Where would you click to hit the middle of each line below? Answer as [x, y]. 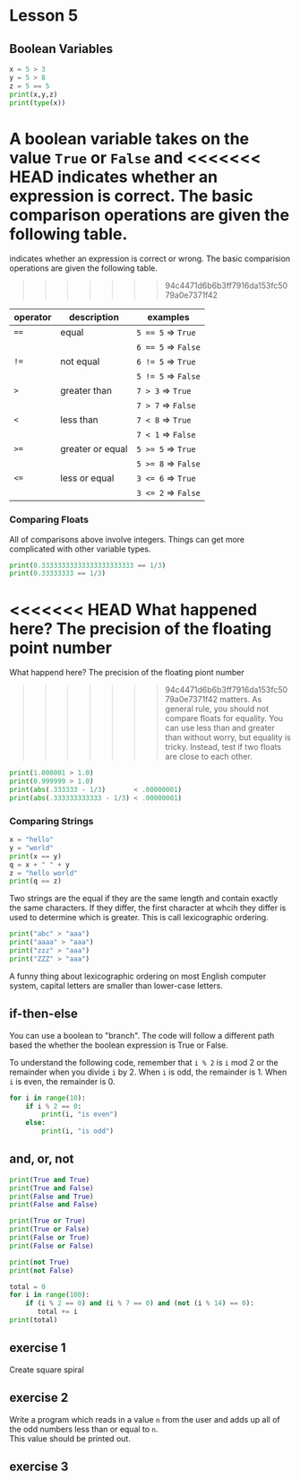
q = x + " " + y [39, 865]
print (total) [34, 1320]
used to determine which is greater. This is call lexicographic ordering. [139, 918]
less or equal [87, 478]
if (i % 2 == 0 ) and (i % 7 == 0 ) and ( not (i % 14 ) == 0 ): [140, 1303]
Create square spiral [47, 1370]
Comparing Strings [51, 821]
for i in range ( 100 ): [50, 1295]
